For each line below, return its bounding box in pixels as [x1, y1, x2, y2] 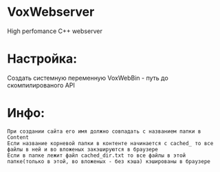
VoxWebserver [7, 4, 95, 20]
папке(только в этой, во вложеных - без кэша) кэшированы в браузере [7, 158, 211, 165]
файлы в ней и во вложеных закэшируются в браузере [7, 146, 158, 153]
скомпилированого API [7, 80, 76, 89]
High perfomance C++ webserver [7, 27, 103, 35]
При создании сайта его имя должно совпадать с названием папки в [7, 128, 201, 135]
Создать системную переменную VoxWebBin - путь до [7, 74, 168, 82]
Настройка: [7, 51, 78, 67]
